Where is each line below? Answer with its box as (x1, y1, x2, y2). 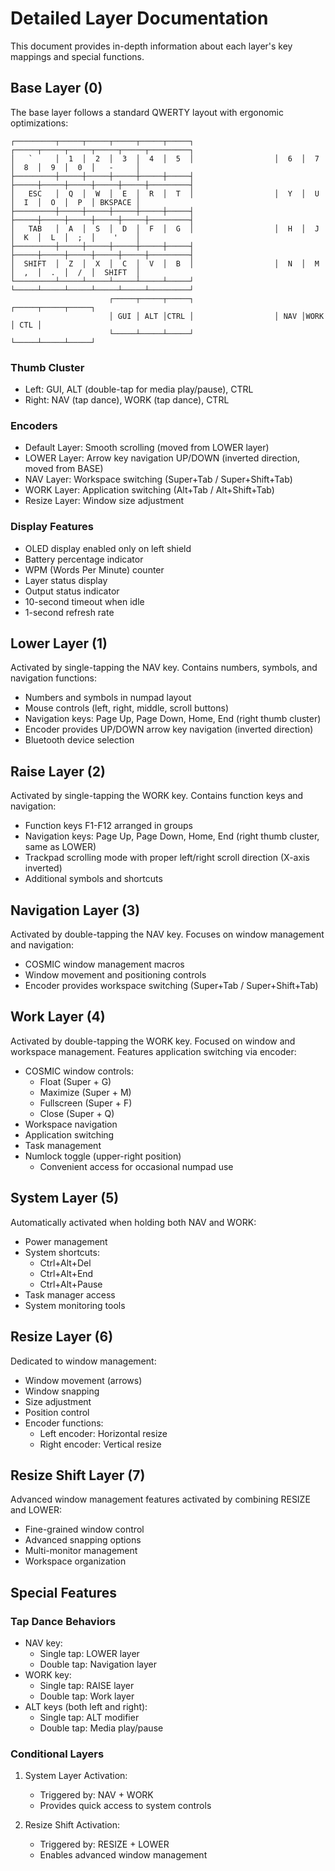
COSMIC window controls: (24, 1065, 134, 1077)
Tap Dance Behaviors (10, 1614, 117, 1628)
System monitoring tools (24, 1299, 126, 1311)
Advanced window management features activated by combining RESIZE (10, 1493, 311, 1506)
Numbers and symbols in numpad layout (24, 692, 192, 704)
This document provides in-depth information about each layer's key (10, 40, 293, 52)
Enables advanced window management (39, 1849, 208, 1861)
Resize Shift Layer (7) (10, 1467, 146, 1484)
